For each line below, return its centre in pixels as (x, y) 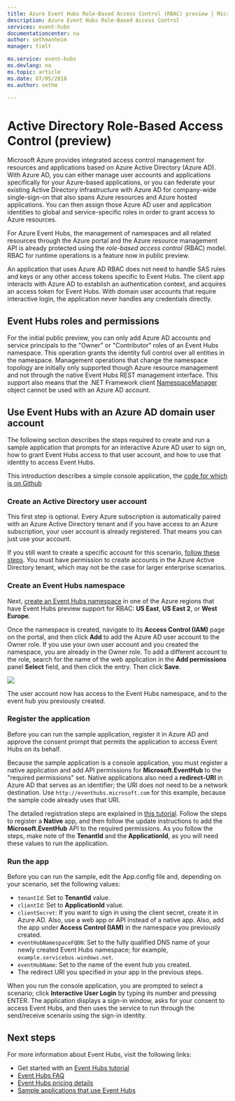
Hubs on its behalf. (34, 749)
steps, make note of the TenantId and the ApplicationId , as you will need (113, 835)
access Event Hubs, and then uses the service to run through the (101, 1008)
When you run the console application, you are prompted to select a (105, 986)
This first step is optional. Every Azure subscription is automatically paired (114, 517)
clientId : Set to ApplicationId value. (71, 905)
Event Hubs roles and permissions (83, 321)
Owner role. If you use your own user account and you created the (103, 644)
